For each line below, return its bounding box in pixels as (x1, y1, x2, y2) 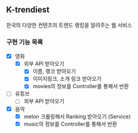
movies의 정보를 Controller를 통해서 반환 (32, 83, 130, 90)
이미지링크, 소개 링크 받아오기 (32, 75, 102, 83)
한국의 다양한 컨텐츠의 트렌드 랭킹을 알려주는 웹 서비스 (6, 21, 133, 29)
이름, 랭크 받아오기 (32, 68, 76, 75)
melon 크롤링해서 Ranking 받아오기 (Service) (23, 113, 131, 120)
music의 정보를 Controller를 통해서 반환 (23, 120, 118, 128)
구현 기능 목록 (6, 38, 44, 46)
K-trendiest (6, 5, 50, 15)
